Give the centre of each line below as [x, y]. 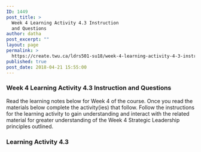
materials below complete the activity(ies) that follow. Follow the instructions [100, 107]
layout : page [22, 45]
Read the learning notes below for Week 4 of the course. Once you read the [100, 101]
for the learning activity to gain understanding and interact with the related [98, 113]
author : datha [24, 34]
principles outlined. [30, 126]
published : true [26, 61]
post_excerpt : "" [28, 39]
